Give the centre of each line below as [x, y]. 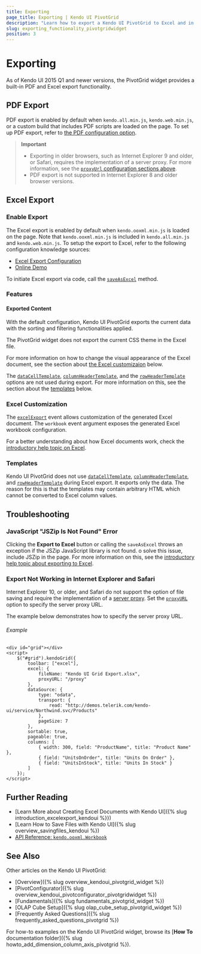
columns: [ [41, 742]
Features [19, 294]
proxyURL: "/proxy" [62, 679]
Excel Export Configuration [48, 261]
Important [33, 144]
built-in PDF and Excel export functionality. [59, 87]
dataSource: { [45, 690]
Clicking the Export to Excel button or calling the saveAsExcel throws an [95, 544]
